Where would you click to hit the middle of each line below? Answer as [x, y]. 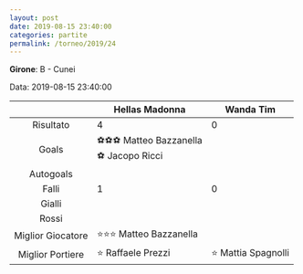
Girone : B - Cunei [42, 69]
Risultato [51, 125]
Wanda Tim [251, 110]
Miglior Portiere [51, 254]
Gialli [51, 204]
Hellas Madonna [150, 110]
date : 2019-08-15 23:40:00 [61, 26]
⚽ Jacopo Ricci [130, 156]
